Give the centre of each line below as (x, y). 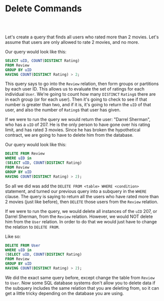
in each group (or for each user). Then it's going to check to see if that (76, 99)
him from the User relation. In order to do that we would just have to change (81, 221)
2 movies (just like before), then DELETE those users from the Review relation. (82, 202)
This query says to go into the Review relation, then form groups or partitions (82, 84)
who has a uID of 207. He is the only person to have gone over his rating (78, 125)
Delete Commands (44, 9)
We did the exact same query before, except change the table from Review (80, 277)
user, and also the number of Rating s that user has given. (63, 110)
